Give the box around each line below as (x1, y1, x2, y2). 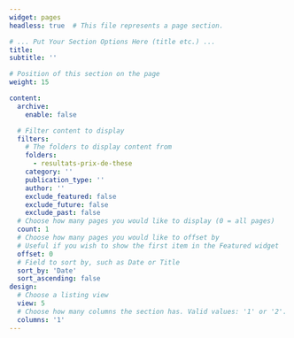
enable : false (25, 110, 77, 119)
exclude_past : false (25, 209, 101, 218)
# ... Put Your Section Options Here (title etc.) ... (9, 37, 216, 46)
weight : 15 (9, 78, 50, 87)
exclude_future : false (25, 200, 109, 209)
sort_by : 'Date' (17, 266, 77, 275)
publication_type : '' (25, 175, 104, 184)
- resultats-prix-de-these (32, 159, 133, 168)
